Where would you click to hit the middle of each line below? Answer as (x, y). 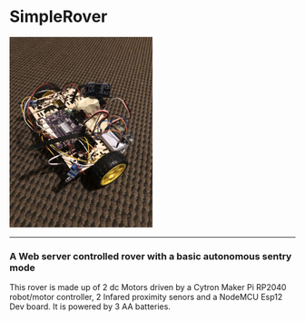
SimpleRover (59, 17)
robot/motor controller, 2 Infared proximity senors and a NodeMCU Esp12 (146, 297)
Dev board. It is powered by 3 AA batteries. (90, 306)
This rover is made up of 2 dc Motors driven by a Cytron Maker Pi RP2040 (148, 287)
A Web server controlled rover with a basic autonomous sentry (151, 256)
